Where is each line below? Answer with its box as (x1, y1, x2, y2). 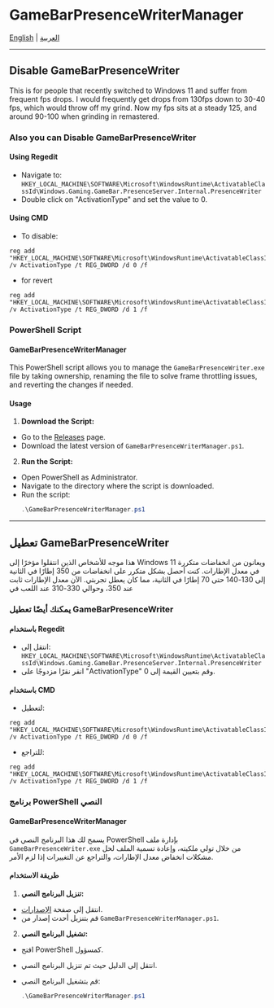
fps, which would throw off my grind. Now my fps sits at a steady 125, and (9, 103, 257, 112)
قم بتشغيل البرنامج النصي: (20, 975, 101, 986)
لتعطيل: (20, 703, 46, 713)
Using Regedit (9, 152, 59, 162)
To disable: (20, 231, 59, 241)
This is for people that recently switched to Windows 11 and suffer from (9, 85, 247, 95)
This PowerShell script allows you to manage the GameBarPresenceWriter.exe (9, 362, 265, 372)
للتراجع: (20, 747, 45, 757)
